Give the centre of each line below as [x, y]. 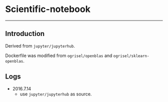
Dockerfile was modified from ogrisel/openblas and [59, 55]
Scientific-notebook [48, 9]
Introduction [25, 34]
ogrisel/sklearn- [131, 56]
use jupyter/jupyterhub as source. [56, 94]
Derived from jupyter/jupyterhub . [40, 45]
